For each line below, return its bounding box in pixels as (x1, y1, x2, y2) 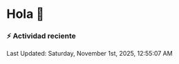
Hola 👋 (6, 6, 44, 22)
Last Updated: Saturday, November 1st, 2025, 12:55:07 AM (6, 50, 173, 58)
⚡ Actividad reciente (6, 31, 77, 41)
